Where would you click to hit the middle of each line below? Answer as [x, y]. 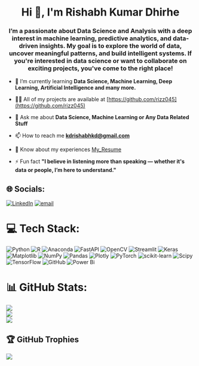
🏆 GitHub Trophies [43, 339]
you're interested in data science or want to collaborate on [100, 61]
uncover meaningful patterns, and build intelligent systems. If [100, 53]
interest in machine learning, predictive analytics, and [92, 38]
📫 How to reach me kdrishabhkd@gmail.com [72, 136]
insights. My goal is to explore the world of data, [111, 46]
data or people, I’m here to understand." [65, 170]
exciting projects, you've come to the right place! [100, 68]
